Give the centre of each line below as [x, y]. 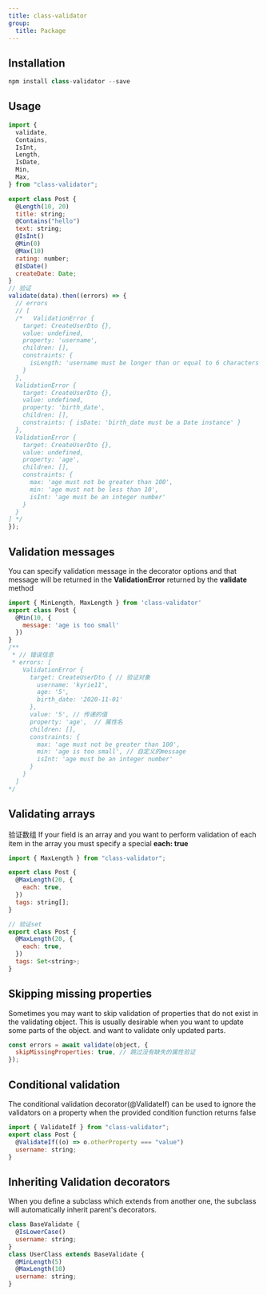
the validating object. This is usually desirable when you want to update [126, 1022]
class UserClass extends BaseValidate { [77, 1254]
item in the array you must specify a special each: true [98, 843]
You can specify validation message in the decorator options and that [123, 571]
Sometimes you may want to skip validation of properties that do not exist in [133, 1013]
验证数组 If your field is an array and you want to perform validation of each [133, 834]
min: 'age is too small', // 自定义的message [112, 752]
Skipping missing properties [80, 994]
